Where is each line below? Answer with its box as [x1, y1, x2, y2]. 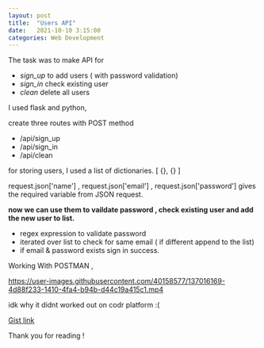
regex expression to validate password [19, 229, 147, 239]
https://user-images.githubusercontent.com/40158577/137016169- [8, 277, 226, 286]
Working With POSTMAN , [8, 261, 94, 270]
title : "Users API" [8, 19, 77, 27]
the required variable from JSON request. [8, 189, 143, 199]
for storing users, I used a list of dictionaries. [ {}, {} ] [8, 166, 181, 175]
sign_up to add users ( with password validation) [19, 71, 178, 80]
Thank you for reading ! [8, 331, 85, 341]
